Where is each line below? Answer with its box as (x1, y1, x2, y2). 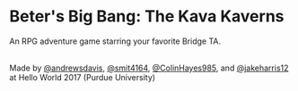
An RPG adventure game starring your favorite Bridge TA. (9, 36, 222, 46)
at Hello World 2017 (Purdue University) (9, 71, 155, 82)
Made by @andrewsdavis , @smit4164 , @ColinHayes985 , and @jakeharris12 (9, 62, 289, 73)
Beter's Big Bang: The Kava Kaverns (9, 6, 285, 27)
